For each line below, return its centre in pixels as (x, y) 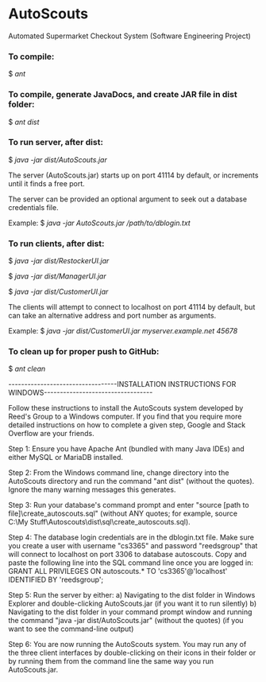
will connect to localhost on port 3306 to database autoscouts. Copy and (128, 555)
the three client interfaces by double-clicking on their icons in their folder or (132, 653)
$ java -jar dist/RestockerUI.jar (59, 261)
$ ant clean (27, 369)
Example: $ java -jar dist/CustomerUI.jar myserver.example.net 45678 (123, 331)
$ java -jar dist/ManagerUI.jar (57, 276)
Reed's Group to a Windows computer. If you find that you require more (125, 417)
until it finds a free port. (46, 183)
